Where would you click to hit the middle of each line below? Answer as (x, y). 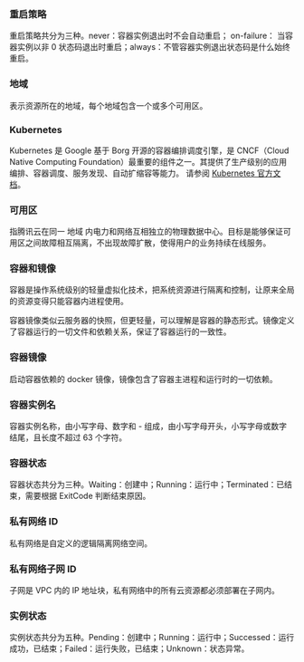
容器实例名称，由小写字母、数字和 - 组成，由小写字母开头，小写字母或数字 (148, 427)
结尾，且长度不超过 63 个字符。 (68, 437)
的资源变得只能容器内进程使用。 (69, 302)
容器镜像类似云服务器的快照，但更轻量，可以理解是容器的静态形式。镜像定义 (152, 321)
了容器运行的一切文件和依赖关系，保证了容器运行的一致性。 (120, 331)
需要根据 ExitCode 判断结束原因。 (88, 496)
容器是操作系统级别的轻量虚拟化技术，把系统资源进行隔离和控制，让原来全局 (152, 290)
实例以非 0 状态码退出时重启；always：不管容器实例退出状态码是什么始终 (154, 47)
